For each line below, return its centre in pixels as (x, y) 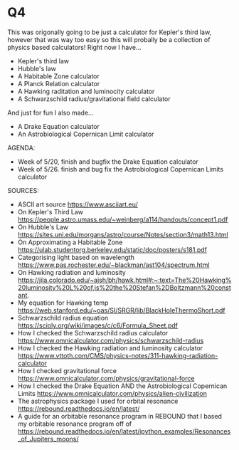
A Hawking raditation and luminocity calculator (86, 91)
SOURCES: (23, 190)
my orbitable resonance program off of (75, 424)
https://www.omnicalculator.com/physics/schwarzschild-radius (111, 340)
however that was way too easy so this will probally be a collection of (109, 39)
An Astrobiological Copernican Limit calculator (86, 134)
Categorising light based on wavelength (76, 257)
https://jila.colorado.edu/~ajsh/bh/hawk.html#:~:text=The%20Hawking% (124, 280)
